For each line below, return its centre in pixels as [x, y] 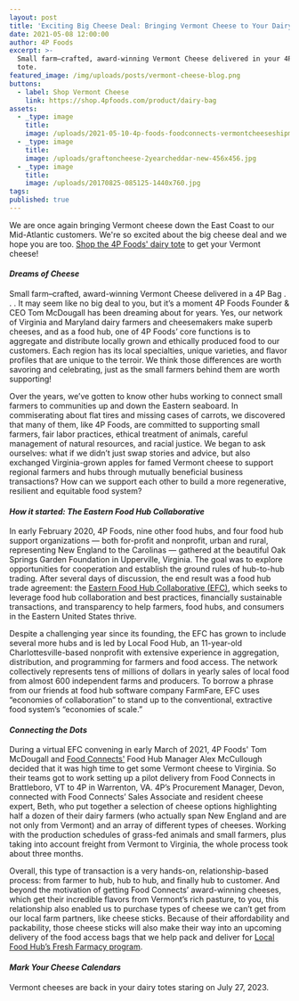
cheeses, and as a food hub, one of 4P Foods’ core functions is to [130, 332]
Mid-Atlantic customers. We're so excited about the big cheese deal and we [148, 234]
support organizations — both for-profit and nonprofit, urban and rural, [139, 541]
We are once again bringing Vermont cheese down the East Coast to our [142, 225]
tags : [19, 192]
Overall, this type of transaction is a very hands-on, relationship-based [139, 871]
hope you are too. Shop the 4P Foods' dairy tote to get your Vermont [135, 244]
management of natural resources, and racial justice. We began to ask [137, 444]
